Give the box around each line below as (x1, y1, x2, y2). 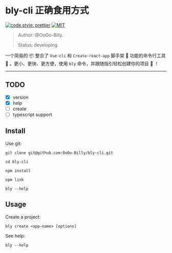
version (12, 94, 29, 100)
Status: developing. (17, 42, 59, 48)
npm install (5, 168, 31, 173)
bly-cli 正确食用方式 (5, 5, 89, 16)
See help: (5, 232, 26, 239)
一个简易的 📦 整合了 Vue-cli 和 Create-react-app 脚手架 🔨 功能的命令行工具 (5, 52, 166, 59)
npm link (5, 177, 24, 182)
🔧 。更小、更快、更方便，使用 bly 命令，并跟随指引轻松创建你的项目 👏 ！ (5, 60, 159, 67)
